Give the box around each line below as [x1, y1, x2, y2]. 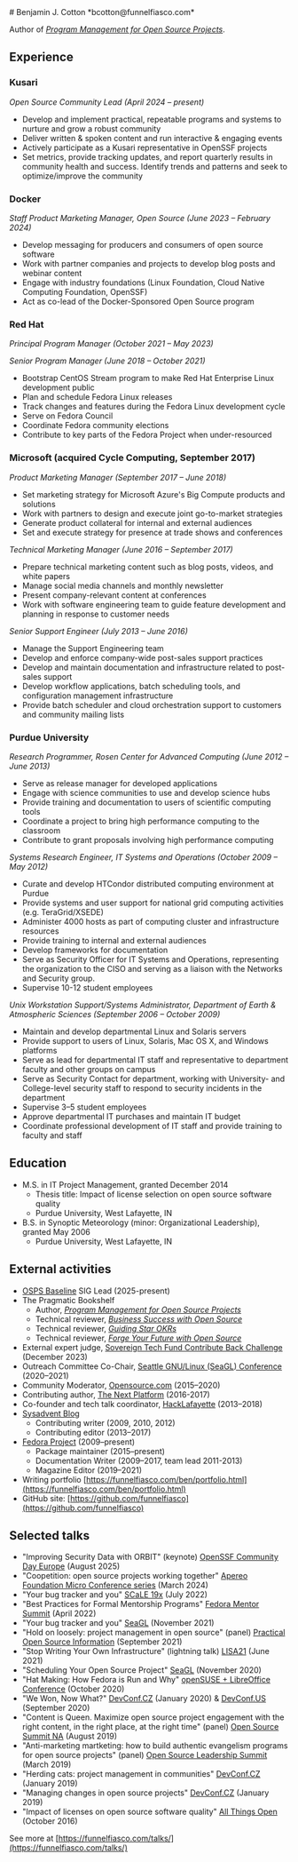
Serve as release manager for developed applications [21, 777, 218, 788]
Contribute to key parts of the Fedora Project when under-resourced [21, 429, 272, 441]
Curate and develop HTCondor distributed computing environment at [21, 878, 275, 889]
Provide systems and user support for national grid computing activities [21, 897, 284, 908]
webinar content [21, 267, 82, 278]
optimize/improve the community [21, 171, 144, 181]
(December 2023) [21, 1351, 89, 1362]
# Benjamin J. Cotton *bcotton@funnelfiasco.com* [9, 7, 195, 17]
